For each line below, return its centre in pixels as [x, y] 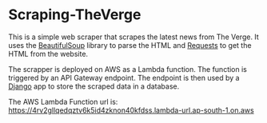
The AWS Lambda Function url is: [63, 101]
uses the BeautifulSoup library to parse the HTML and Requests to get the [130, 45]
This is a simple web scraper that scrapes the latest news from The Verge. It [134, 37]
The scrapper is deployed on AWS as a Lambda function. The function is [128, 69]
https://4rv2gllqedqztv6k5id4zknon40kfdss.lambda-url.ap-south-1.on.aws [131, 110]
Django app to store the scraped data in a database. [94, 86]
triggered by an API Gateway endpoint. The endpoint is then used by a [124, 77]
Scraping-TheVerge [75, 15]
